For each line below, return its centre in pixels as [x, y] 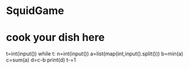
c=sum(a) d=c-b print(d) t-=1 [41, 60]
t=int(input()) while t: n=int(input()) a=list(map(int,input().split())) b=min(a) [94, 54]
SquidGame [35, 11]
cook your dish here [56, 38]
